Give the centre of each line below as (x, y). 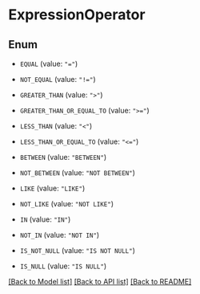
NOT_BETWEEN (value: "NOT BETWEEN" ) (78, 173)
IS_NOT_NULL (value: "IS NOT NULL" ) (78, 250)
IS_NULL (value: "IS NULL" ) (63, 266)
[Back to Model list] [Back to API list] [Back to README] (100, 282)
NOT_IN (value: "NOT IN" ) (60, 235)
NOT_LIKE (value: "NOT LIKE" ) (67, 204)
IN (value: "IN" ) (45, 219)
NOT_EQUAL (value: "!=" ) (58, 79)
